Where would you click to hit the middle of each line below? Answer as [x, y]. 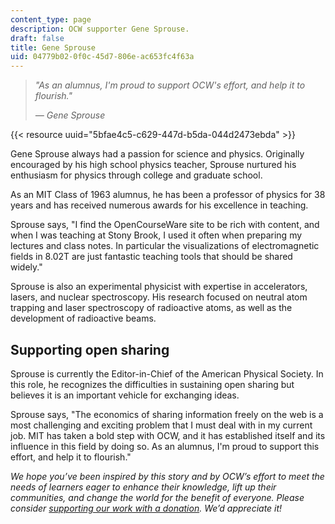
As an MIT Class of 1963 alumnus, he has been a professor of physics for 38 [168, 195]
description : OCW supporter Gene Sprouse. [100, 29]
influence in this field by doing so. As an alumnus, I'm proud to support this [165, 446]
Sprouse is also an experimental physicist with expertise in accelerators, [159, 287]
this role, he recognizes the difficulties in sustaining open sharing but [152, 384]
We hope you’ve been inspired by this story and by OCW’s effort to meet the [167, 476]
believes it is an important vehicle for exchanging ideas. [125, 395]
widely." [26, 267]
